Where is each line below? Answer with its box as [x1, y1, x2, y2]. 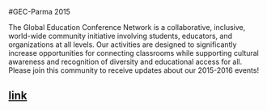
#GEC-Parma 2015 [8, 7, 71, 16]
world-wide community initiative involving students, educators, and [8, 32, 233, 40]
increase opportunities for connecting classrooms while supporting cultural [8, 49, 259, 57]
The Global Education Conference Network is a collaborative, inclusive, [8, 23, 246, 32]
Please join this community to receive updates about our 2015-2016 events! [8, 66, 260, 75]
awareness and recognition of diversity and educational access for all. [8, 57, 243, 66]
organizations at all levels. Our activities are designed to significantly [8, 40, 237, 49]
